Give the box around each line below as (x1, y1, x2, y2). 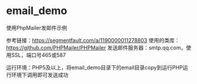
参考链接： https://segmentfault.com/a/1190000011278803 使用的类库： (6, 36, 180, 43)
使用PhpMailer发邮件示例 (6, 24, 67, 31)
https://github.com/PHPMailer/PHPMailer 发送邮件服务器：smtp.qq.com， (6, 44, 186, 51)
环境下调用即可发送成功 (11, 71, 69, 78)
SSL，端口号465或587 (11, 51, 66, 58)
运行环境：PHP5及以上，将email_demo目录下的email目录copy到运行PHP (6, 63, 183, 71)
